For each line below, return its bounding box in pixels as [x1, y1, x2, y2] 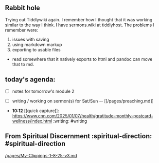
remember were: [5, 27, 38, 33]
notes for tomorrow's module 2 [12, 88, 74, 94]
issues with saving [12, 36, 50, 42]
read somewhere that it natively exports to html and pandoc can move [12, 56, 153, 62]
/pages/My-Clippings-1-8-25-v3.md [5, 152, 77, 158]
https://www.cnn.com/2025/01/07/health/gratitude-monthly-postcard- [12, 113, 153, 118]
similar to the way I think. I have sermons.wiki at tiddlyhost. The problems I [5, 22, 155, 28]
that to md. [12, 61, 34, 67]
